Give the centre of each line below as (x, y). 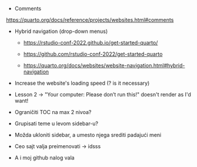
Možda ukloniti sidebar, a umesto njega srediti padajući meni (88, 135)
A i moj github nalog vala (44, 158)
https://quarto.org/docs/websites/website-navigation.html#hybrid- (104, 65)
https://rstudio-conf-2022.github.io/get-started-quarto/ (91, 43)
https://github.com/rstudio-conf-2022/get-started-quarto (93, 54)
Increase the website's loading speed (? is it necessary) (82, 83)
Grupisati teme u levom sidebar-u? (56, 123)
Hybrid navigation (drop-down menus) (61, 31)
